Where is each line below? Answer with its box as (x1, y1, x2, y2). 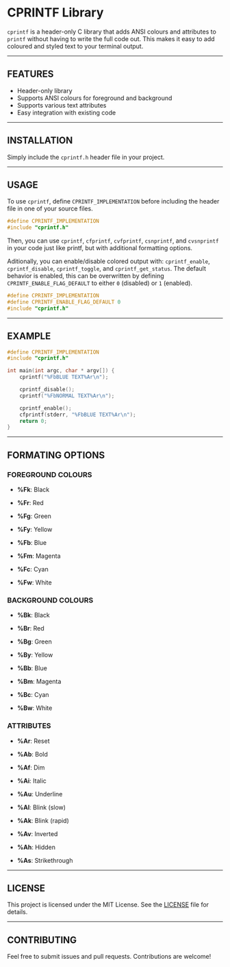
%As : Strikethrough (16, 856, 73, 864)
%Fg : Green (16, 512, 51, 520)
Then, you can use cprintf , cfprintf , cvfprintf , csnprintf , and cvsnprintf (7, 236, 219, 245)
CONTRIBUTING (7, 934, 77, 946)
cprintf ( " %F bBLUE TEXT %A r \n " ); (19, 374, 109, 381)
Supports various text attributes (16, 101, 107, 109)
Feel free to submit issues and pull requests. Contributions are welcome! (7, 953, 212, 961)
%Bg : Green (16, 637, 53, 646)
